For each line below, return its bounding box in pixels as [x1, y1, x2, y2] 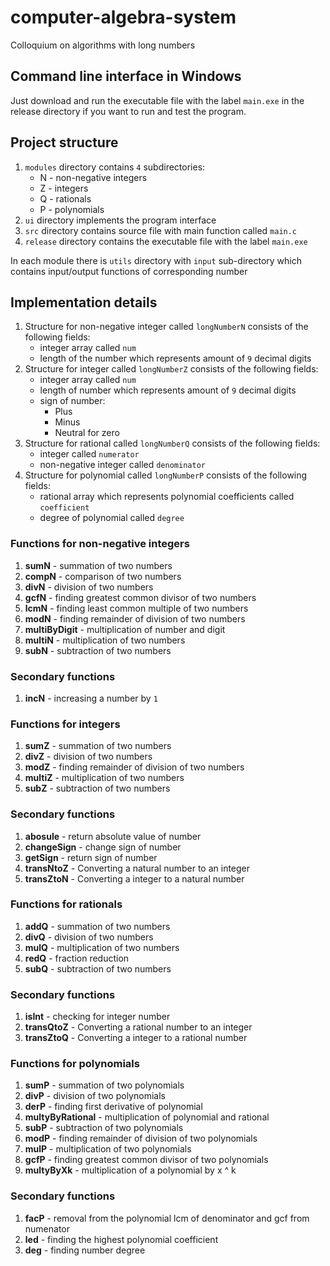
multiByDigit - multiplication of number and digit [24, 623, 226, 635]
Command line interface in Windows [10, 68, 242, 85]
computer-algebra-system [10, 6, 237, 29]
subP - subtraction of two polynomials [24, 1122, 184, 1134]
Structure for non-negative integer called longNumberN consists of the [24, 321, 309, 333]
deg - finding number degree [24, 1244, 146, 1256]
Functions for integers [10, 717, 121, 731]
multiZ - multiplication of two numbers [24, 772, 185, 784]
